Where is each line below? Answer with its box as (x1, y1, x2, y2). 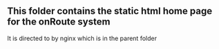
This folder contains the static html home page (7, 5, 213, 17)
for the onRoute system (7, 16, 111, 28)
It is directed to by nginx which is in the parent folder (7, 34, 158, 42)
